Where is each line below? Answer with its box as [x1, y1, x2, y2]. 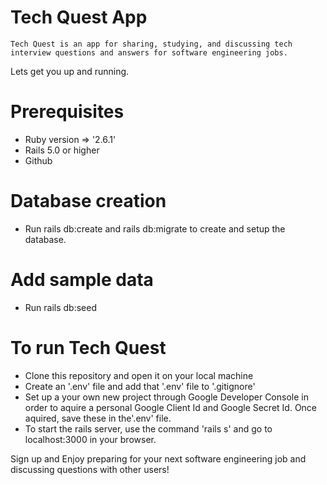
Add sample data [10, 269, 154, 291]
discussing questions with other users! [10, 463, 170, 475]
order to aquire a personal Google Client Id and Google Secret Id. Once [24, 401, 318, 413]
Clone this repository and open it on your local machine [24, 369, 254, 381]
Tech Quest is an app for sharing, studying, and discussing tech [10, 39, 293, 49]
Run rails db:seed [24, 301, 97, 313]
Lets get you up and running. [10, 65, 130, 77]
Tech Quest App [10, 6, 148, 29]
